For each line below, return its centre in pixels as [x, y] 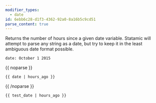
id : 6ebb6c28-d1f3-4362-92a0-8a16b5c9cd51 [50, 19]
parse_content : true [27, 24]
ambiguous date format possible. [40, 49]
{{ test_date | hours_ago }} [36, 96]
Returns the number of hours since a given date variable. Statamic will [78, 38]
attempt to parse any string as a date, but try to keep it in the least [74, 44]
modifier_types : [22, 10]
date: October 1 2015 [28, 59]
